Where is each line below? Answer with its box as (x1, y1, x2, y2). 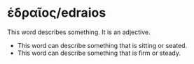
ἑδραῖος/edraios (7, 5, 106, 21)
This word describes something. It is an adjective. (7, 28, 151, 36)
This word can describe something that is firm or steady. (17, 49, 181, 57)
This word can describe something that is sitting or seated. (17, 41, 188, 49)
